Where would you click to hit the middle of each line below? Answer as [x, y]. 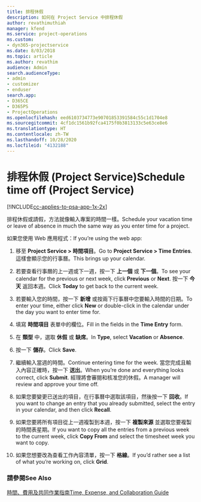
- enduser [19, 90]
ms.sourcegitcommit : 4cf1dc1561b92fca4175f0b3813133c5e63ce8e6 [87, 123]
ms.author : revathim [33, 62]
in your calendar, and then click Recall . [63, 409]
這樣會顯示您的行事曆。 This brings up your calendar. [80, 258]
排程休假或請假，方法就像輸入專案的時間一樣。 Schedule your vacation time [100, 219]
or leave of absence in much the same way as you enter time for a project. [98, 226]
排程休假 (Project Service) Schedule [96, 177]
